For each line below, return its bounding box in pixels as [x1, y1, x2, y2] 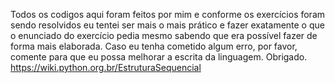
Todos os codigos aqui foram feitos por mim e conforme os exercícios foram [10, 9, 326, 20]
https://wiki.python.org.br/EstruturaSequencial [10, 62, 202, 73]
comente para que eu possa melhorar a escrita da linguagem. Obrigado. [10, 51, 308, 63]
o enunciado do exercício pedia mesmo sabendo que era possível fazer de [10, 30, 318, 41]
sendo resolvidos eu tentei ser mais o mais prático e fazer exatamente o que [10, 19, 325, 31]
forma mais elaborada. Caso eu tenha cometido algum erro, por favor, [10, 40, 298, 52]
